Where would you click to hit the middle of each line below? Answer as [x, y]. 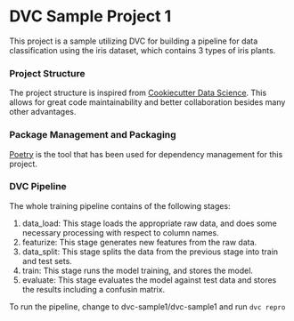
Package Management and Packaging [93, 135]
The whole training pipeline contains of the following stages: [120, 205]
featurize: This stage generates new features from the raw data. [139, 242]
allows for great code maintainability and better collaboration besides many [147, 102]
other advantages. [43, 112]
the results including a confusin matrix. [94, 289]
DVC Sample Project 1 [90, 16]
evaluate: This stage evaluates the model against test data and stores [149, 280]
